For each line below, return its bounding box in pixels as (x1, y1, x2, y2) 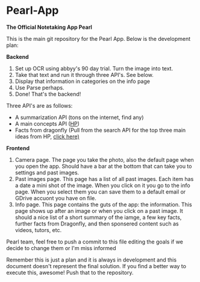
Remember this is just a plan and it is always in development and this (6, 256, 177, 263)
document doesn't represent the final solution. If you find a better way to (6, 262, 187, 269)
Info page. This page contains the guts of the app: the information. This (14, 201, 192, 208)
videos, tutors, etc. (14, 226, 62, 233)
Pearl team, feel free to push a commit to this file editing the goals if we (6, 238, 184, 245)
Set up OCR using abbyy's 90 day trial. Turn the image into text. (14, 64, 173, 72)
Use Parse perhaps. (14, 84, 64, 91)
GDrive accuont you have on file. (14, 194, 96, 201)
